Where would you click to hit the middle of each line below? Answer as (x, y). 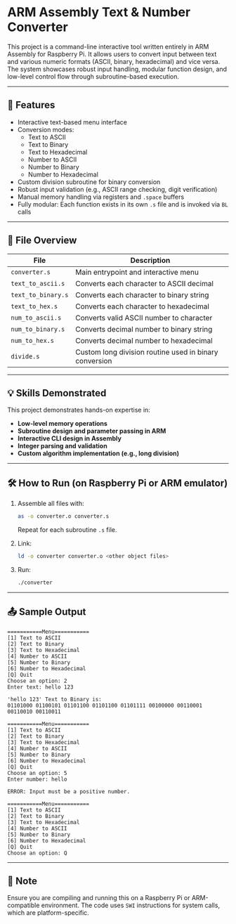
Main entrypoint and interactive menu (137, 272)
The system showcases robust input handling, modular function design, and (117, 69)
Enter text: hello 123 (40, 687)
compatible (24, 905)
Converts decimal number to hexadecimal (144, 340)
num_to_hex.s (33, 340)
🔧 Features (31, 105)
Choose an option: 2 (38, 681)
